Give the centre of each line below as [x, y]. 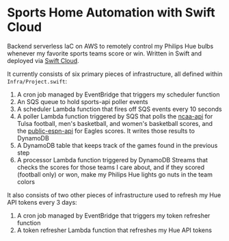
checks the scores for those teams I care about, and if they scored [111, 167]
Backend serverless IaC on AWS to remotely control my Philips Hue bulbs [110, 46]
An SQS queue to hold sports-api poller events [82, 101]
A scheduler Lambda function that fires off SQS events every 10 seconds [119, 109]
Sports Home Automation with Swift [111, 13]
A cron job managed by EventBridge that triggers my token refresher [113, 215]
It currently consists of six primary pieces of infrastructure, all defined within [115, 74]
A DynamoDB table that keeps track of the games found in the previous [117, 145]
